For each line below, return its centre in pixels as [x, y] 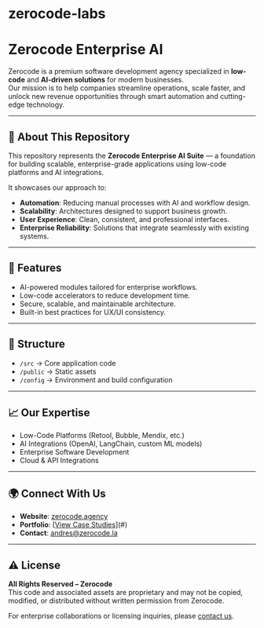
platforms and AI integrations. [56, 172]
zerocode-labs [57, 14]
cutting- [233, 97]
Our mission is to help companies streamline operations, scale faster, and [127, 88]
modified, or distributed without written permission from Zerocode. [116, 601]
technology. [46, 105]
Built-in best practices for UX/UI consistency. [93, 312]
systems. [34, 235]
